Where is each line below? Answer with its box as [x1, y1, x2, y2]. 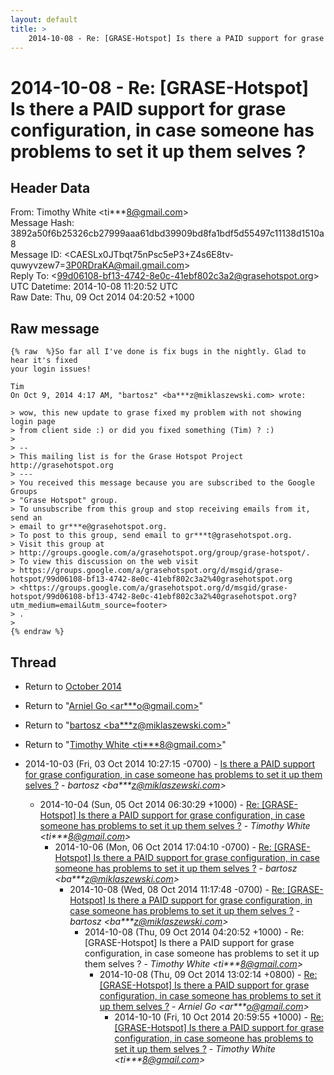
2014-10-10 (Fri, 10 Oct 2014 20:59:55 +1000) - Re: [114, 1011, 324, 1023]
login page [10, 417, 56, 427]
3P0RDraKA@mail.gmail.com [65, 259, 185, 271]
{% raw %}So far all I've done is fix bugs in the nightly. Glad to [10, 347, 307, 357]
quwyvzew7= [10, 259, 67, 271]
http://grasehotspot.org [10, 461, 114, 471]
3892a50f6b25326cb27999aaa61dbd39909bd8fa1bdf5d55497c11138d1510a [10, 227, 325, 240]
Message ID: [10, 249, 63, 261]
